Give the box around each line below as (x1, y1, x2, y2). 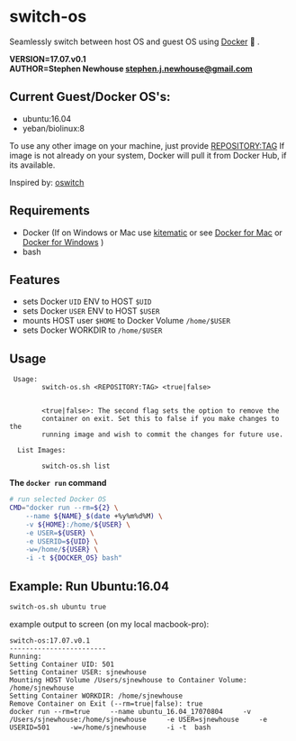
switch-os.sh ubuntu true (9, 602, 106, 611)
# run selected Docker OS (9, 495, 106, 504)
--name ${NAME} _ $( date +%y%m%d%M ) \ (25, 511, 164, 520)
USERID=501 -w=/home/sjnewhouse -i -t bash (9, 723, 211, 732)
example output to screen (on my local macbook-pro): (9, 618, 210, 629)
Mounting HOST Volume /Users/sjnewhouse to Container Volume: (9, 675, 247, 684)
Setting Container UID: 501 (9, 660, 115, 669)
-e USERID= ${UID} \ (25, 536, 99, 546)
